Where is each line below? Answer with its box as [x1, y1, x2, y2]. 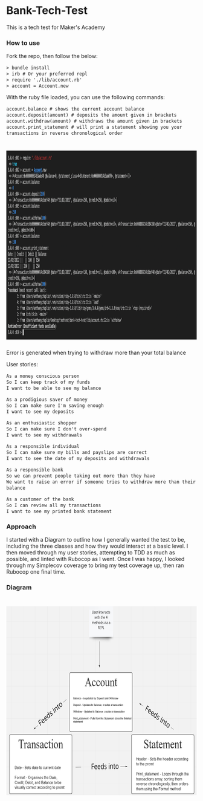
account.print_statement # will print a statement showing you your [6, 125, 182, 131]
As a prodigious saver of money [6, 397, 88, 403]
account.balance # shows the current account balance [6, 106, 145, 112]
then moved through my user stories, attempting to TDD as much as [6, 549, 175, 556]
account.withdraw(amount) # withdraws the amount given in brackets [6, 118, 182, 125]
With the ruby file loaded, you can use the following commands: [6, 94, 165, 101]
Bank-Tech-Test [6, 4, 88, 18]
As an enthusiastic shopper [6, 420, 77, 426]
